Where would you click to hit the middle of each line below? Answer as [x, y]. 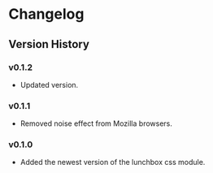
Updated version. [49, 84]
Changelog [46, 14]
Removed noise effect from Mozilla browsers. [96, 123]
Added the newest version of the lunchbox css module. [113, 162]
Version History [49, 44]
